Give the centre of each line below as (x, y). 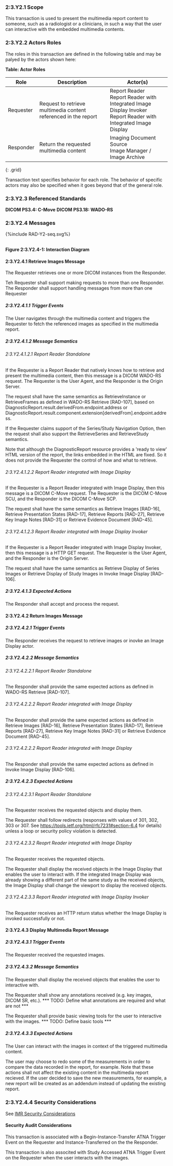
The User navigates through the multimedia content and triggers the (77, 319)
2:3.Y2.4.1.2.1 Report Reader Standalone (48, 354)
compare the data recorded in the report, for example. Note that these (80, 1067)
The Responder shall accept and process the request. (62, 604)
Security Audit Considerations (39, 1125)
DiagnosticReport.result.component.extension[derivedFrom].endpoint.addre (86, 413)
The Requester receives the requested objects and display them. (74, 810)
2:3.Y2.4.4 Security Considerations (51, 1102)
